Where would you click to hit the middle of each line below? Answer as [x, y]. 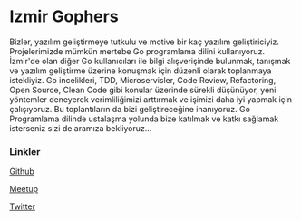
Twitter [23, 206]
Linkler [25, 151]
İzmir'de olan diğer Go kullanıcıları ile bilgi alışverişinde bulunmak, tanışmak [150, 61]
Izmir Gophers [64, 17]
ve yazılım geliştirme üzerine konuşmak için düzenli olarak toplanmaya [141, 71]
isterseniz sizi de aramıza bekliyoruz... [81, 128]
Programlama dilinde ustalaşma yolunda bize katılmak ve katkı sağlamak [144, 119]
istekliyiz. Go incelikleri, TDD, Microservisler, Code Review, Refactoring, [143, 80]
